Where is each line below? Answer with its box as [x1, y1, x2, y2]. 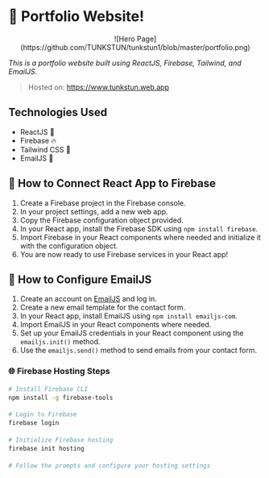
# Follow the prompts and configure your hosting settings [8, 461, 211, 470]
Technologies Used [8, 106, 107, 119]
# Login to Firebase [8, 410, 78, 418]
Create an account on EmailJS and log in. [19, 294, 157, 304]
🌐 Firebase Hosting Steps [8, 366, 110, 377]
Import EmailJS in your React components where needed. [19, 320, 212, 330]
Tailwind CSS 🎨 [19, 144, 71, 154]
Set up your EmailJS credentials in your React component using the [19, 328, 244, 338]
